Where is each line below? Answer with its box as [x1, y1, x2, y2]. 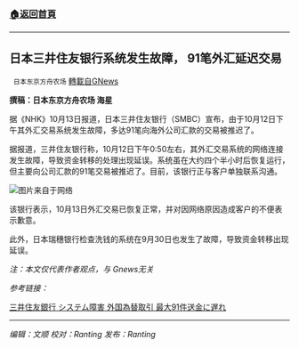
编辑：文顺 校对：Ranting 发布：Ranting [9, 329, 156, 340]
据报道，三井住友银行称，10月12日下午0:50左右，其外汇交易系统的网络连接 [9, 144, 284, 155]
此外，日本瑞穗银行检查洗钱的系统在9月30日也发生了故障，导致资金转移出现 [9, 234, 289, 245]
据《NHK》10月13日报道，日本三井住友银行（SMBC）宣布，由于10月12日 [9, 114, 276, 125]
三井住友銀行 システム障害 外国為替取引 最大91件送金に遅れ [9, 302, 227, 312]
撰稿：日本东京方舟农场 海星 [9, 95, 113, 106]
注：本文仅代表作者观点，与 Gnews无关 [9, 264, 154, 275]
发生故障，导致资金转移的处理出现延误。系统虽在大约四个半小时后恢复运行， [9, 155, 290, 166]
